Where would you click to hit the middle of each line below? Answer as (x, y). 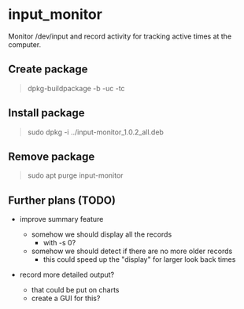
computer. (25, 44)
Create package (48, 70)
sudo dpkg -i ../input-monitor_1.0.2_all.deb (95, 132)
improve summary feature (61, 219)
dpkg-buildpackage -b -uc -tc (76, 88)
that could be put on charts (75, 290)
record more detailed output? (67, 275)
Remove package (52, 156)
